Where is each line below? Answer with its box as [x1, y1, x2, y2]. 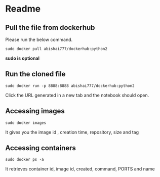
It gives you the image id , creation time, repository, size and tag [5, 129, 139, 135]
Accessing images [5, 107, 65, 115]
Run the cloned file [5, 70, 66, 78]
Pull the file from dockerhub [5, 23, 95, 32]
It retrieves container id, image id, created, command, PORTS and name [5, 166, 155, 172]
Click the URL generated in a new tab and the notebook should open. [5, 92, 149, 98]
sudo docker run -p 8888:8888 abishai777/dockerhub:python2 [5, 83, 135, 88]
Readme [5, 3, 41, 15]
